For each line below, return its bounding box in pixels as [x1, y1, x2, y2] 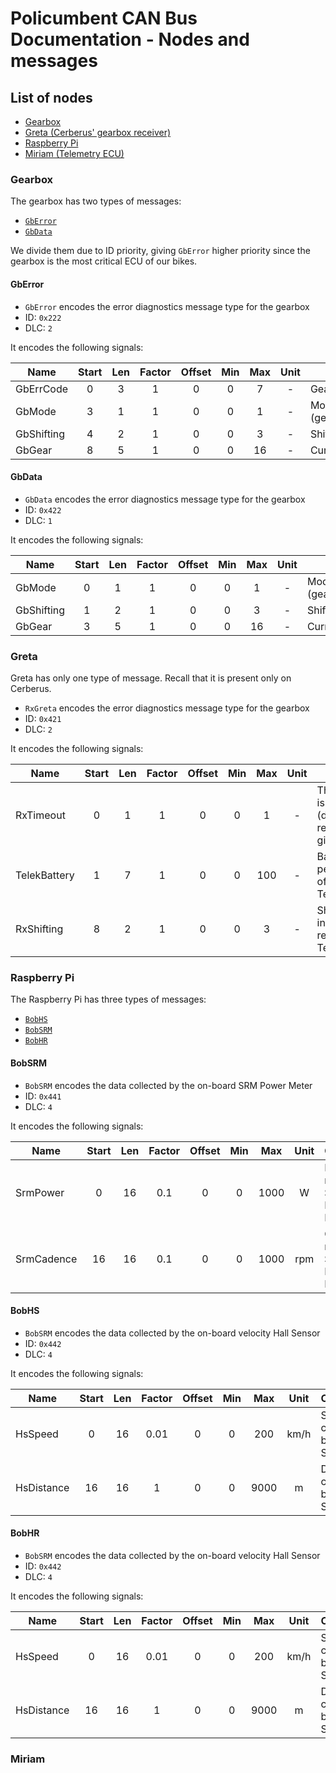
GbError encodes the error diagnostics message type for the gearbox [24, 300, 310, 312]
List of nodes [10, 89, 93, 106]
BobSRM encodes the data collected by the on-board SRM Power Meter [24, 1079, 313, 1091]
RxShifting [15, 922, 64, 936]
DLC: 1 [24, 514, 53, 526]
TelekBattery [15, 868, 75, 882]
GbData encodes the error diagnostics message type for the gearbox [24, 493, 306, 505]
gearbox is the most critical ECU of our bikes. [10, 255, 198, 267]
